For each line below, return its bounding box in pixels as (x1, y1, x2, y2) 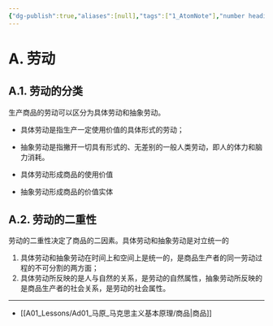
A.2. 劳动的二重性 (8, 213, 97, 227)
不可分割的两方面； (34, 263, 99, 273)
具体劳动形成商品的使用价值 (19, 169, 114, 179)
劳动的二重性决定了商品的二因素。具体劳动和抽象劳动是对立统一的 (8, 236, 229, 246)
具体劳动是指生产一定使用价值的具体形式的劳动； (19, 124, 184, 134)
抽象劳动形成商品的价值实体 (19, 186, 114, 196)
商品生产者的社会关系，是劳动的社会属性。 (27, 284, 171, 293)
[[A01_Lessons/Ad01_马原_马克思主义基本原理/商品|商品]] (19, 308, 213, 318)
